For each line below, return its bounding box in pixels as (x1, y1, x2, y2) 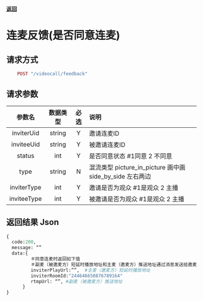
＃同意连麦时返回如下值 (30, 256, 80, 262)
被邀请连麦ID (89, 141, 126, 149)
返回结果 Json (6, 217, 59, 227)
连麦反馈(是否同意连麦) (6, 29, 121, 42)
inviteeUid (11, 140, 40, 148)
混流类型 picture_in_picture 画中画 (89, 163, 185, 171)
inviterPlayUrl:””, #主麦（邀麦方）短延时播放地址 (30, 267, 151, 273)
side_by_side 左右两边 (89, 172, 151, 180)
